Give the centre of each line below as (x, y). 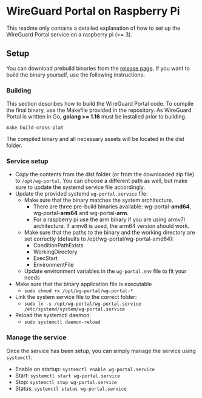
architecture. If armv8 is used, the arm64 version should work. (111, 226)
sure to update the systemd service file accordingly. (80, 187)
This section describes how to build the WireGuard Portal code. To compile (100, 104)
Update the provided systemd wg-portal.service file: (81, 194)
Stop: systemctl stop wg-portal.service (66, 382)
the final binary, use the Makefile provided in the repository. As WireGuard (99, 110)
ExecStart (45, 258)
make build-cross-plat (35, 128)
